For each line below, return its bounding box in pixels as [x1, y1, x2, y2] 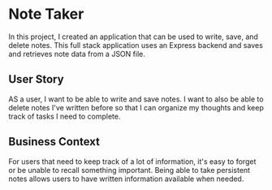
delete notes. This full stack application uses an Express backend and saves [8, 40, 264, 50]
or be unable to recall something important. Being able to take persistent [8, 165, 250, 175]
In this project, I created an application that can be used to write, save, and [8, 32, 258, 41]
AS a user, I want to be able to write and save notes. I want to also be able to [8, 94, 264, 104]
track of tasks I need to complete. [8, 111, 121, 121]
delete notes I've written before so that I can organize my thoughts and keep [8, 102, 264, 112]
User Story [8, 72, 64, 86]
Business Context [8, 135, 100, 149]
